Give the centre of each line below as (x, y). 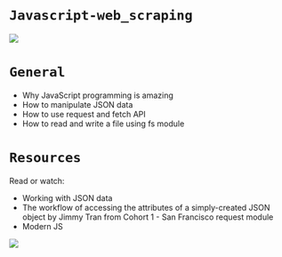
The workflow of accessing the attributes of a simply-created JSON (146, 207)
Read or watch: (37, 181)
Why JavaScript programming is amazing (97, 95)
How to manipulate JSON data (77, 104)
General (37, 72)
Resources (45, 158)
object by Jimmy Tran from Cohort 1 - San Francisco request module (148, 217)
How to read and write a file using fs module (103, 124)
